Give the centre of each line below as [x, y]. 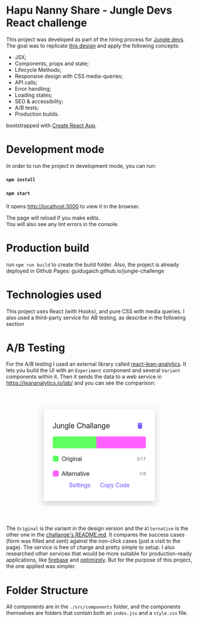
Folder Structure [47, 590]
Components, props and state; [52, 64]
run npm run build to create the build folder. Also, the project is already [92, 264]
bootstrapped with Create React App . [51, 125]
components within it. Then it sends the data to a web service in [84, 377]
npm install [21, 180]
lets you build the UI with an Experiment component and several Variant [93, 370]
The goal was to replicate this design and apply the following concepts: [93, 46]
